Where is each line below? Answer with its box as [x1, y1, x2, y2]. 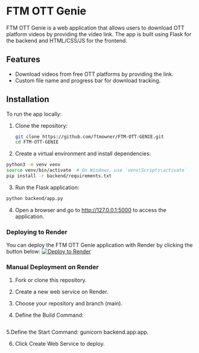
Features [6, 54, 40, 64]
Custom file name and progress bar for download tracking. [14, 77, 161, 84]
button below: [6, 248, 41, 255]
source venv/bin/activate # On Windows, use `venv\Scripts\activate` [6, 167, 188, 173]
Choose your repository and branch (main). [14, 300, 123, 307]
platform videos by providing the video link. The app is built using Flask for [6, 30, 192, 37]
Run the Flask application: [14, 184, 80, 191]
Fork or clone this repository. [14, 276, 87, 284]
